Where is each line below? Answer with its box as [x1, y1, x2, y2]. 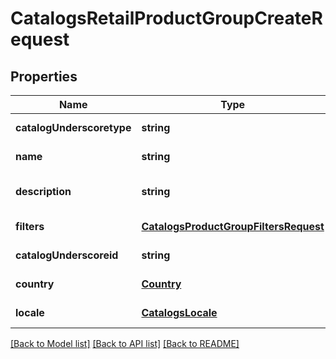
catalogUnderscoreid [15, 248, 119, 262]
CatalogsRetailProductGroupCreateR [10, 7, 323, 30]
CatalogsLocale [141, 306, 218, 319]
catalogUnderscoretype [15, 121, 132, 134]
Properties [10, 68, 78, 85]
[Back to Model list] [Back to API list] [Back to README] [10, 338, 240, 349]
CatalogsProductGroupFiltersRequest [141, 220, 325, 233]
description [15, 185, 72, 198]
